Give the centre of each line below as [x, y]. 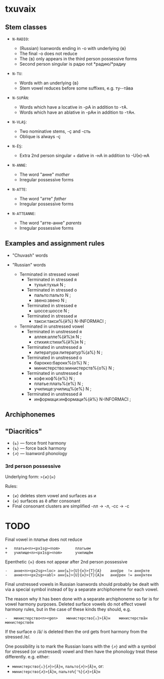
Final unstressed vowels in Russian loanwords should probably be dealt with [82, 584]
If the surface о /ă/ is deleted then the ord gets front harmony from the [76, 632]
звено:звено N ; [50, 300]
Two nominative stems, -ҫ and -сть [55, 131]
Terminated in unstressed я [54, 331]
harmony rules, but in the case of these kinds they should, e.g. [68, 609]
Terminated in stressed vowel [49, 274]
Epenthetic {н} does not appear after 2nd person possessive [66, 562]
